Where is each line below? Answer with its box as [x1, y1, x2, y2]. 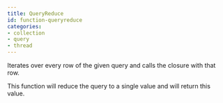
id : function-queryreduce [7, 17, 82, 24]
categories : [7, 23, 42, 30]
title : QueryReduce [7, 10, 64, 17]
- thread [7, 42, 33, 49]
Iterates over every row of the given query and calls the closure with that [7, 62, 216, 69]
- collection [7, 29, 45, 37]
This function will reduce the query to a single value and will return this [7, 82, 211, 90]
